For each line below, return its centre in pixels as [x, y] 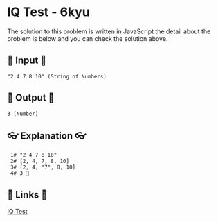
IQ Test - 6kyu [48, 12]
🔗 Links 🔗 [27, 195]
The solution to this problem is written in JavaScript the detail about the [109, 31]
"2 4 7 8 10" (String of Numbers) [57, 76]
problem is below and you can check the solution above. [88, 38]
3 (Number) [23, 114]
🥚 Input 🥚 [27, 61]
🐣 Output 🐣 [31, 98]
